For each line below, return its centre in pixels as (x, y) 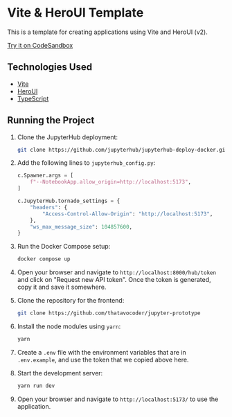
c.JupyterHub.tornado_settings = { (69, 201)
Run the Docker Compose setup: (64, 247)
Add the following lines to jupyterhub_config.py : (86, 163)
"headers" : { (49, 207)
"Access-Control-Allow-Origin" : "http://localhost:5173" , (128, 214)
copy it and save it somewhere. (62, 287)
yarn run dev (36, 386)
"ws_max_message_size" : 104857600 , (81, 227)
